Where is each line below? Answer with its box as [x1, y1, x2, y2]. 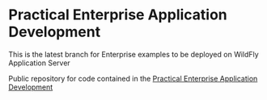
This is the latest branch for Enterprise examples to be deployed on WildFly [8, 49, 259, 59]
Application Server [8, 58, 70, 68]
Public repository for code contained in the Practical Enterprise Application [8, 73, 258, 83]
